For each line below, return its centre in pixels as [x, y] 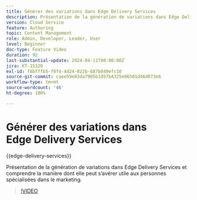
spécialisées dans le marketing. [44, 180]
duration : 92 [22, 55]
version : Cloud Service [35, 22]
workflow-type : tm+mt [33, 82]
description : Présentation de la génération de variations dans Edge [93, 17]
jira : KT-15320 [25, 66]
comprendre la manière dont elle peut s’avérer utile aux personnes [86, 173]
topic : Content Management [39, 33]
